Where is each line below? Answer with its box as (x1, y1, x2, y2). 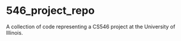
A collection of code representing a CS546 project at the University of (6, 23, 176, 30)
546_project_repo (6, 4, 95, 17)
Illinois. (6, 29, 24, 36)
